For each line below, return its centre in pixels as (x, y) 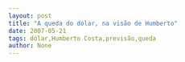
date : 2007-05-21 (37, 31)
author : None (30, 46)
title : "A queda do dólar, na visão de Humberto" (93, 23)
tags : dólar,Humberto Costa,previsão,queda (82, 38)
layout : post (30, 16)
